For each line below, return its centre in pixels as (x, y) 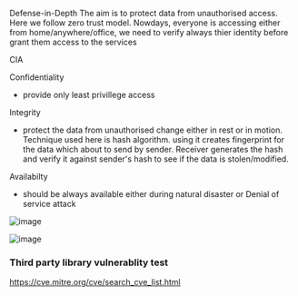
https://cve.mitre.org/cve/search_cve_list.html (95, 282)
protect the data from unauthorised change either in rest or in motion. (153, 130)
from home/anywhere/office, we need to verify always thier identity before (149, 32)
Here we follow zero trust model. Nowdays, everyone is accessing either (145, 23)
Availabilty (29, 177)
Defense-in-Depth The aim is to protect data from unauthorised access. (144, 13)
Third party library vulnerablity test (89, 262)
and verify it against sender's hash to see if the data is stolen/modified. (155, 159)
